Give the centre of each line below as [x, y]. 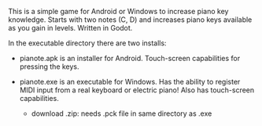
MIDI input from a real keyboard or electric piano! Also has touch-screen [137, 90]
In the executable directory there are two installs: [87, 43]
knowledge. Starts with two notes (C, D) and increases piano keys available [130, 20]
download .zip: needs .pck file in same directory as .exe [122, 113]
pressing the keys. [50, 67]
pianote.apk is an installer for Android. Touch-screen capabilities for [130, 58]
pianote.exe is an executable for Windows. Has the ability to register [130, 82]
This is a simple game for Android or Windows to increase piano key [118, 11]
